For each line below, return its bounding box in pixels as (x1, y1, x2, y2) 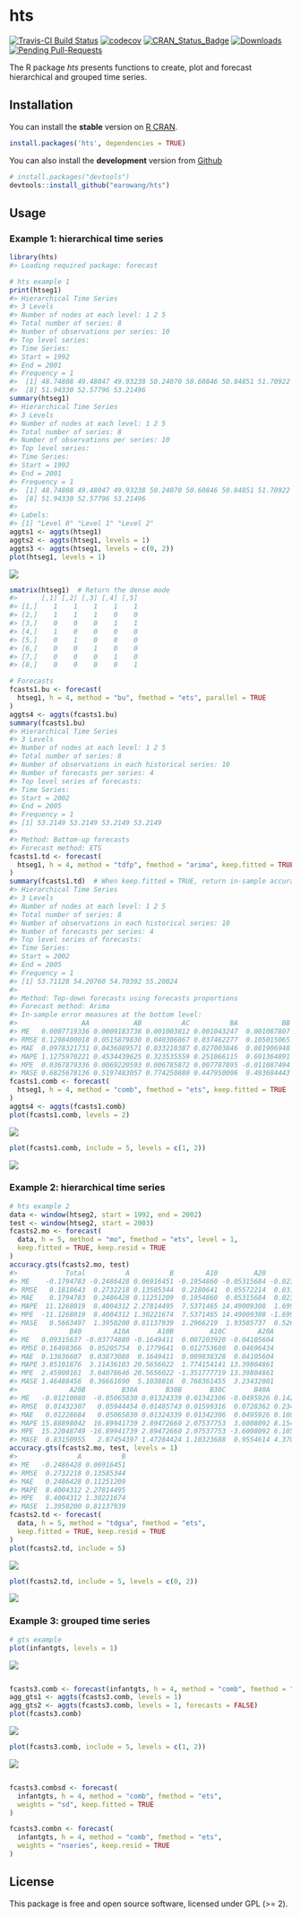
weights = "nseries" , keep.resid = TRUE (17, 1841, 170, 1851)
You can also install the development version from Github (9, 154, 222, 166)
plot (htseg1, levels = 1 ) (9, 553, 106, 562)
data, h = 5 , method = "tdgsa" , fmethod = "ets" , (17, 1519, 206, 1528)
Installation (9, 98, 73, 113)
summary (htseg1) (9, 394, 70, 404)
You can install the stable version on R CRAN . (9, 121, 177, 132)
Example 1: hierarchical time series (9, 232, 164, 245)
